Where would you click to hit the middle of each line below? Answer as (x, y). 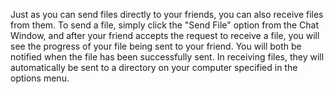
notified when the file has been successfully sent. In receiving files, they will (167, 57)
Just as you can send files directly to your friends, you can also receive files (167, 14)
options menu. (40, 78)
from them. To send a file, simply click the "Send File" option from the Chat (164, 25)
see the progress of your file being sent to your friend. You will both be (156, 46)
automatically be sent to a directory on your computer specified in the (154, 67)
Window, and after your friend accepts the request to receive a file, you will (165, 35)
